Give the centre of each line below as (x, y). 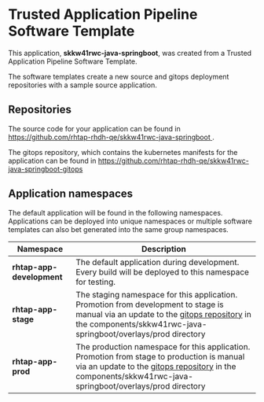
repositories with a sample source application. (82, 85)
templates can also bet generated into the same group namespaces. (119, 229)
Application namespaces (71, 194)
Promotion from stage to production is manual (160, 356)
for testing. (96, 282)
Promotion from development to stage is (150, 304)
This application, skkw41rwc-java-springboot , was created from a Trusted (130, 53)
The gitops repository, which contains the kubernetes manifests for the (123, 152)
